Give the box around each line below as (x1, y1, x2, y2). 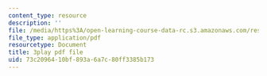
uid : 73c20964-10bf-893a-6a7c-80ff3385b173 (8, 56, 155, 64)
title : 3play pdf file (8, 48, 83, 56)
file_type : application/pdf (8, 33, 102, 42)
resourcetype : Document (8, 41, 87, 49)
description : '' (8, 19, 62, 27)
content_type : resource (8, 11, 87, 20)
